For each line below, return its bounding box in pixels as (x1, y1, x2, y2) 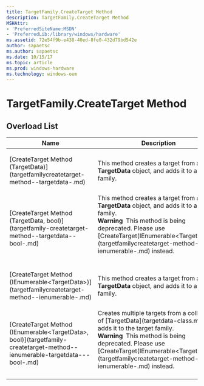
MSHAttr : (6, 20, 29, 26)
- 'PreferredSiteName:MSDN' (6, 25, 78, 32)
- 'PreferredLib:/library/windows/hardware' (6, 32, 121, 38)
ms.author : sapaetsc (6, 48, 59, 55)
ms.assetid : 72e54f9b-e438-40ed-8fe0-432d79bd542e (6, 37, 137, 43)
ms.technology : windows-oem (6, 71, 78, 77)
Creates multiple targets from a (97, 309, 186, 318)
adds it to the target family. (97, 324, 174, 333)
